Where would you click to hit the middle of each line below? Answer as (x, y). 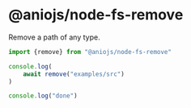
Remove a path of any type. (54, 37)
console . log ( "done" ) (43, 96)
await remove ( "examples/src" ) (74, 74)
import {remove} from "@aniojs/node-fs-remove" (90, 52)
